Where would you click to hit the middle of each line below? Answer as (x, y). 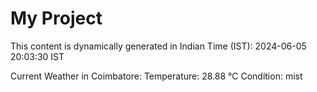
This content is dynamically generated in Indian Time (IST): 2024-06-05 (158, 46)
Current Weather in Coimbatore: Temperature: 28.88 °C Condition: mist (156, 76)
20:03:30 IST (37, 56)
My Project (56, 18)
